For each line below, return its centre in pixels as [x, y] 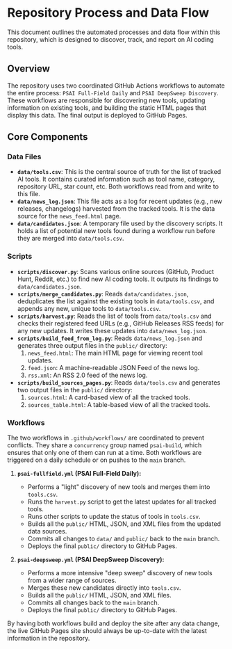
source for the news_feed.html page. [69, 216]
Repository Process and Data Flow [108, 13]
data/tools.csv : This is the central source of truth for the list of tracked [119, 172]
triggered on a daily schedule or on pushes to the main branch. [97, 460]
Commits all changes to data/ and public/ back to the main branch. [124, 539]
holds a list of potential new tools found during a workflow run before [116, 231]
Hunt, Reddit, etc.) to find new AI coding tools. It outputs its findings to [118, 279]
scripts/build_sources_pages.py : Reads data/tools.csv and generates [119, 382]
